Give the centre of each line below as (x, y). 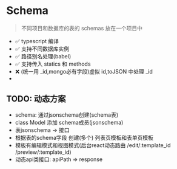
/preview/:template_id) (43, 152)
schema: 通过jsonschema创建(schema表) (67, 115)
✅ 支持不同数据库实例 (42, 49)
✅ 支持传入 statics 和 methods (53, 64)
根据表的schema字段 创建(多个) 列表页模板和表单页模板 (84, 137)
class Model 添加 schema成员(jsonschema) (69, 122)
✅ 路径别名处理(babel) (43, 56)
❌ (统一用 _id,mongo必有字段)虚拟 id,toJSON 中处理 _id (84, 71)
